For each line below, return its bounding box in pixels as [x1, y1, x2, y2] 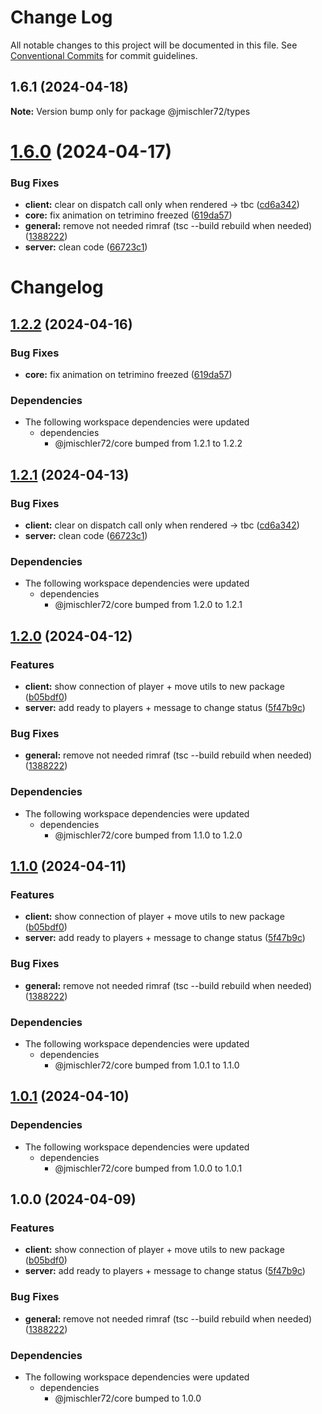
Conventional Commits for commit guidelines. [10, 49, 198, 61]
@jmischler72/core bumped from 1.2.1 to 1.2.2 [54, 437, 243, 450]
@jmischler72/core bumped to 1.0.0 [54, 1392, 202, 1404]
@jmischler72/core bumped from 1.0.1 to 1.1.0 [54, 1059, 240, 1071]
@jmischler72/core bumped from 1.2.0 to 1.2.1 [54, 599, 243, 611]
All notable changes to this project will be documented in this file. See [10, 39, 298, 51]
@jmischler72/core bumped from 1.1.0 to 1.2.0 [54, 829, 243, 841]
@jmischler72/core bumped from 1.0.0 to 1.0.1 [54, 1162, 243, 1174]
